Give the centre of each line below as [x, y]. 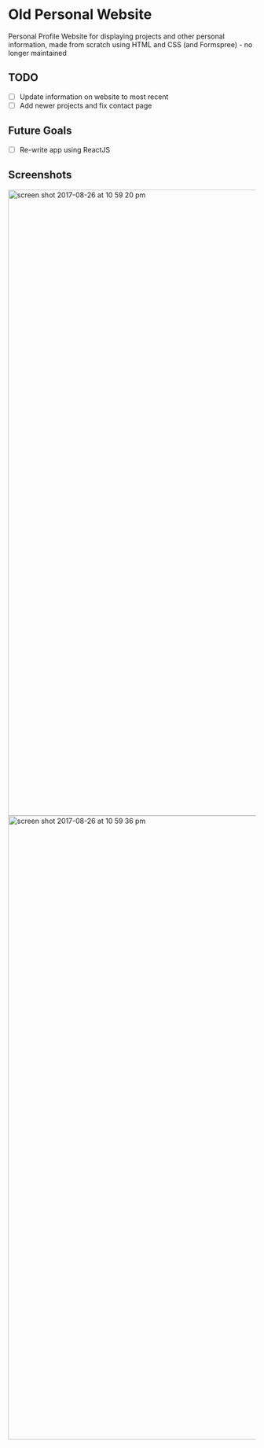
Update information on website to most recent [94, 97]
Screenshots [40, 175]
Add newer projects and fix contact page [86, 105]
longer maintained [37, 53]
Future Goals [40, 131]
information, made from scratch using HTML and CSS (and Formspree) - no [130, 44]
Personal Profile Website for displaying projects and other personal [117, 36]
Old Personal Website [80, 15]
